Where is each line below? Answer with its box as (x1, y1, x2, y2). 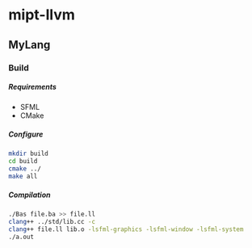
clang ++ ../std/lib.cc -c (8, 217, 95, 225)
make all (8, 172, 38, 181)
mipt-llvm (8, 6, 75, 24)
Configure (8, 129, 44, 139)
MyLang (8, 38, 51, 52)
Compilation (8, 190, 51, 200)
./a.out (8, 233, 35, 241)
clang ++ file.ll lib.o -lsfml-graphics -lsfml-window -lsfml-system (8, 225, 244, 233)
